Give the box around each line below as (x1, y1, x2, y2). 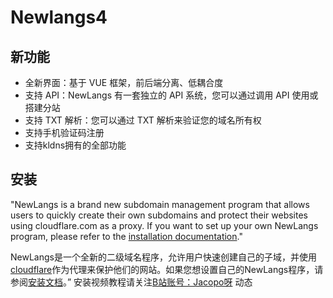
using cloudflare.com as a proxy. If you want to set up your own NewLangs (10, 219, 319, 231)
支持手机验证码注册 (24, 127, 105, 138)
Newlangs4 (10, 6, 108, 29)
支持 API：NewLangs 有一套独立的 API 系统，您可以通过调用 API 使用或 (24, 89, 319, 101)
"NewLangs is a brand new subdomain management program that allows (10, 198, 310, 210)
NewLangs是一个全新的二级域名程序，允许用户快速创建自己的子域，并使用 (10, 251, 317, 263)
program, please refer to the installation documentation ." (10, 230, 243, 242)
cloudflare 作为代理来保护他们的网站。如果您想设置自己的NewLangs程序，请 (10, 263, 324, 275)
